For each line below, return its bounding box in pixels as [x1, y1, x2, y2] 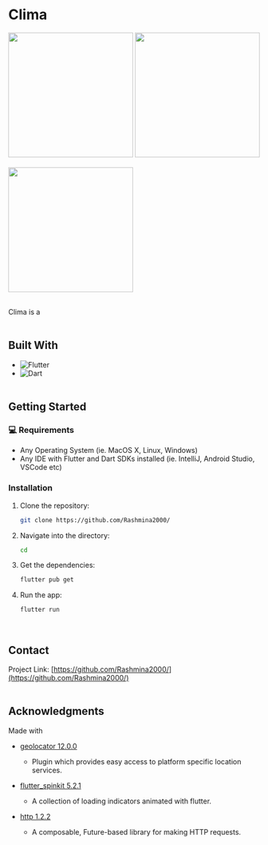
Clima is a [8, 307, 41, 316]
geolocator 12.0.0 [19, 741, 77, 751]
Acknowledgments [8, 704, 105, 718]
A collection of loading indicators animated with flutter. [31, 796, 212, 806]
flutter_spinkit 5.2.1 [19, 780, 81, 790]
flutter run [19, 605, 60, 614]
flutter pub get [19, 576, 74, 584]
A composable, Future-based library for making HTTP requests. [31, 827, 242, 836]
